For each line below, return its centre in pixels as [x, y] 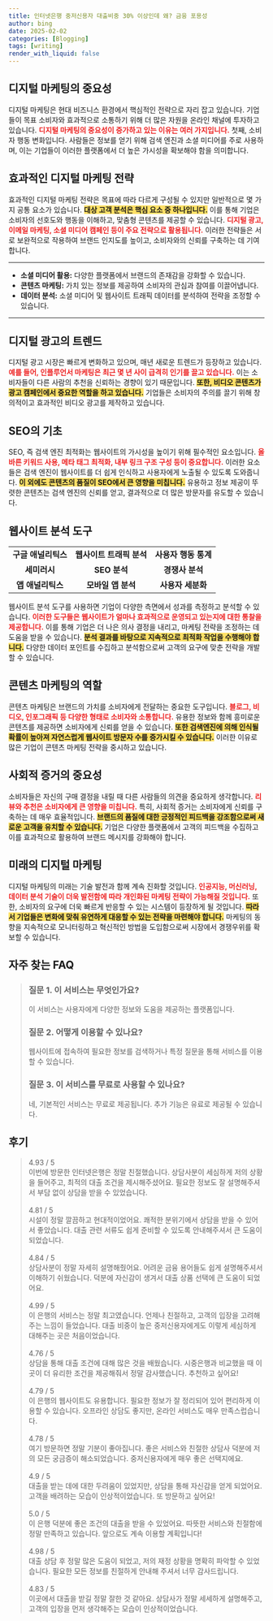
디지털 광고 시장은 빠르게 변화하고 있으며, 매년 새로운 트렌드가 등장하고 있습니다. [135, 362]
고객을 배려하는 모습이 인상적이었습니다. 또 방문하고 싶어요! [121, 1496]
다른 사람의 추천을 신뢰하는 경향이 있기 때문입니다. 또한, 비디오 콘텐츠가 [149, 383]
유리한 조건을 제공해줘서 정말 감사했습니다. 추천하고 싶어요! [145, 1372]
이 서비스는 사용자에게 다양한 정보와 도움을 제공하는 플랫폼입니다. [131, 1009]
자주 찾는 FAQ [41, 964]
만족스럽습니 [240, 1411]
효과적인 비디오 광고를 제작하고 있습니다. [100, 403]
